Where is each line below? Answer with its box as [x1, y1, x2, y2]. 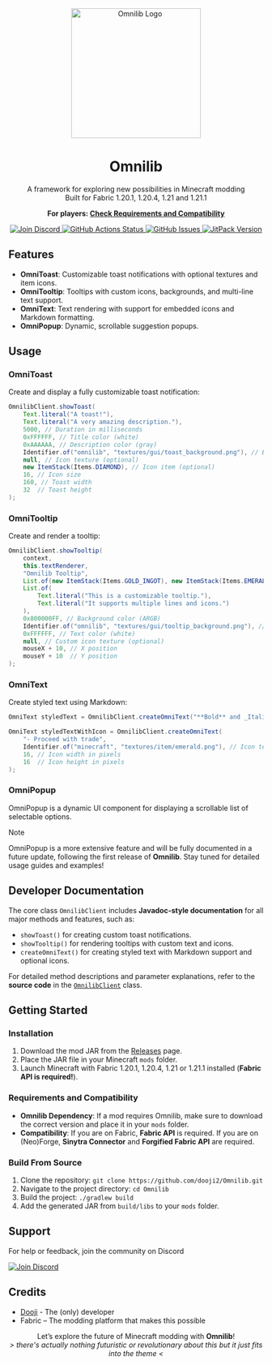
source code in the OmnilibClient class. [8, 980, 142, 989]
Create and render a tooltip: [8, 531, 101, 541]
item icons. [19, 277, 57, 287]
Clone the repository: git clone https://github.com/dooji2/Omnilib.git [19, 1175, 263, 1185]
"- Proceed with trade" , [23, 736, 107, 744]
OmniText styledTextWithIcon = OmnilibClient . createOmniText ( [8, 728, 223, 736]
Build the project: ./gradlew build [19, 1192, 134, 1202]
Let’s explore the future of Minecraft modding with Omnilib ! [36, 1331, 236, 1341]
